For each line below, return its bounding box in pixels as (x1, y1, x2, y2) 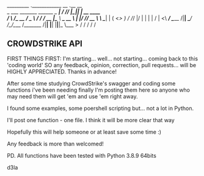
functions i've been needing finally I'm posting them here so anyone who (7, 86, 191, 94)
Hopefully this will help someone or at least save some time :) (7, 128, 161, 136)
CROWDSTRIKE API (7, 38, 83, 49)
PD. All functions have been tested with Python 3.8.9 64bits (7, 152, 156, 159)
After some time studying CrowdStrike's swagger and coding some (7, 79, 176, 87)
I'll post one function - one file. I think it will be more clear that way (7, 116, 175, 123)
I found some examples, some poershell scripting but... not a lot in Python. (7, 105, 194, 112)
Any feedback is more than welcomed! (7, 140, 104, 147)
